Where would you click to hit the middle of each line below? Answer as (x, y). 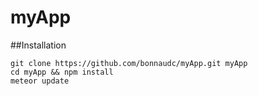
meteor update (40, 81)
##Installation (38, 45)
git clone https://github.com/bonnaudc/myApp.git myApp (129, 63)
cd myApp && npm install (62, 72)
